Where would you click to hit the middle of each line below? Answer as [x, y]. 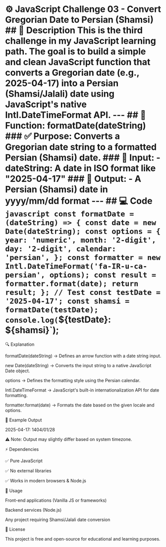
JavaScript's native [46, 104]
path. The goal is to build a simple [76, 52]
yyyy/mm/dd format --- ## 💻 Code [79, 201]
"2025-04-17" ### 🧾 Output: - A [73, 179]
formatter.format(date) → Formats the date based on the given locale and [80, 405]
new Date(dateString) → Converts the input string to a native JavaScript [78, 365]
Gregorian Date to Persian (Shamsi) [79, 20]
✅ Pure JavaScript [24, 461]
